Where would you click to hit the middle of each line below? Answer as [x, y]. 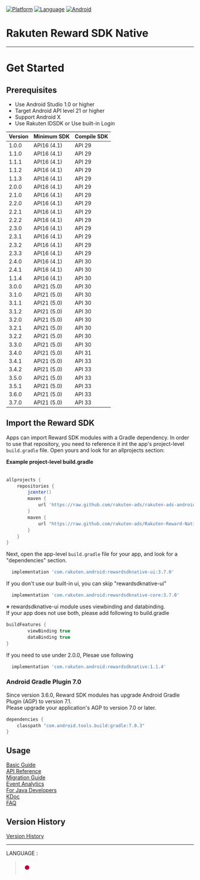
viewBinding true [49, 631]
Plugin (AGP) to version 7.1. [39, 701]
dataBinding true [49, 637]
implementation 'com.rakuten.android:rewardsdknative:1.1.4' [89, 667]
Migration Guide [26, 778]
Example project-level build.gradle [50, 461]
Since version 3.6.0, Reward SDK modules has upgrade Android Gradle [93, 695]
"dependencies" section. [37, 561]
